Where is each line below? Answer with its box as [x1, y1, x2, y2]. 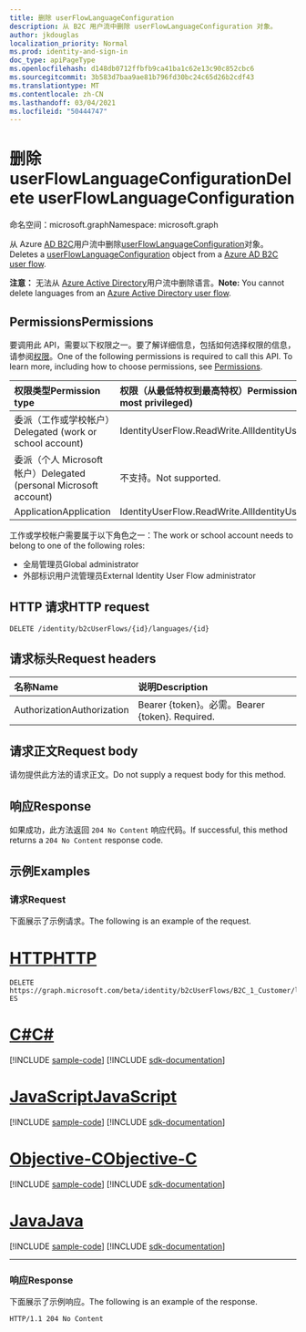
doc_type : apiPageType [9, 56, 96, 65]
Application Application [14, 505, 111, 518]
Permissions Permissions [9, 314, 154, 329]
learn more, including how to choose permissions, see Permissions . [9, 361, 263, 372]
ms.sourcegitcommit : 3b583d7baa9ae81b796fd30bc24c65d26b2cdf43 [9, 73, 255, 82]
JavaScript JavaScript [9, 1087, 178, 1107]
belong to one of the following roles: [9, 540, 146, 551]
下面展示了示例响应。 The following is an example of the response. [9, 1296, 258, 1306]
